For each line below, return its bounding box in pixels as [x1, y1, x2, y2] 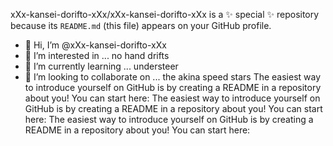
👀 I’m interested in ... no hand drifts [24, 50, 170, 61]
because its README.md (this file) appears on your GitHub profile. [10, 20, 272, 31]
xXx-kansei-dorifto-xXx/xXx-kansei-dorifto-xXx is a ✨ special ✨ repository [10, 9, 320, 20]
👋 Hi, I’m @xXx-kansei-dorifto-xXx [24, 39, 167, 51]
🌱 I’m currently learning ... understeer [24, 60, 179, 72]
